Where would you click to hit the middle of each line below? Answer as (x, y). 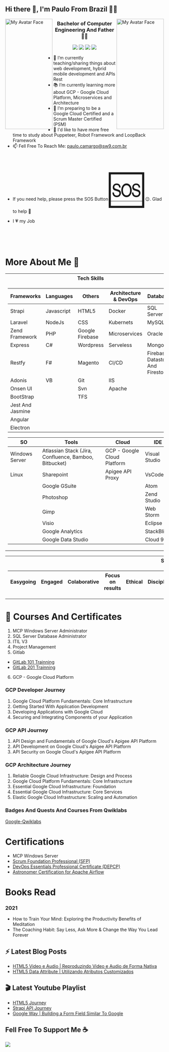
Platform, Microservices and (83, 97)
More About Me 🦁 (42, 262)
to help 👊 (22, 211)
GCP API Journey (27, 730)
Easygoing (23, 581)
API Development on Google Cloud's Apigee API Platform (72, 746)
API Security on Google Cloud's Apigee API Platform (67, 752)
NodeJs (55, 322)
